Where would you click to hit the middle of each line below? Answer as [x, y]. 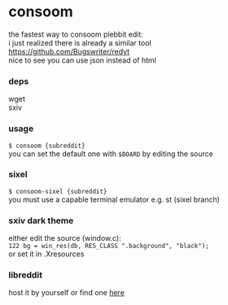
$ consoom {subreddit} [47, 146]
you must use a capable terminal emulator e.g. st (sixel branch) [114, 199]
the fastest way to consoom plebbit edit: [76, 34]
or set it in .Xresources [46, 254]
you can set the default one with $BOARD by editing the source [111, 154]
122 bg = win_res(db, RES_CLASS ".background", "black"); [109, 246]
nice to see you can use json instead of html [82, 60]
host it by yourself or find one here [66, 293]
